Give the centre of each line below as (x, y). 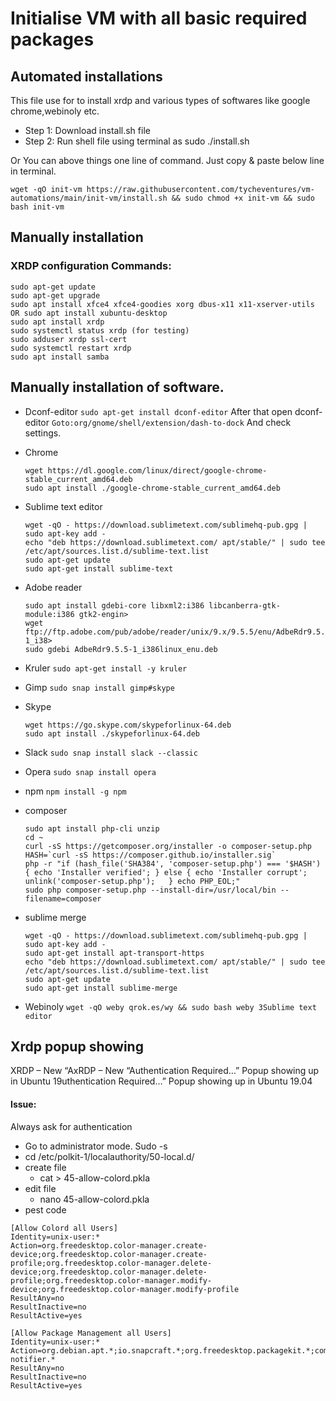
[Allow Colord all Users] (64, 1228)
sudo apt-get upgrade (55, 295)
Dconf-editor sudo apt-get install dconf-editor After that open (158, 411)
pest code (45, 1209)
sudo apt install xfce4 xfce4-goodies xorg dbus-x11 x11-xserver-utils (162, 304)
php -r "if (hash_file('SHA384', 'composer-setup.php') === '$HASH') (173, 863)
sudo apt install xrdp (57, 322)
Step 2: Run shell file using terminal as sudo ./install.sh (137, 141)
